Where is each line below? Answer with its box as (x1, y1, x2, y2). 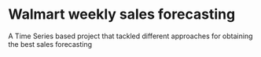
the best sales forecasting (8, 39, 93, 48)
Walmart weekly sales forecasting (8, 5, 236, 23)
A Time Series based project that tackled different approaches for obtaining (8, 31, 253, 41)
